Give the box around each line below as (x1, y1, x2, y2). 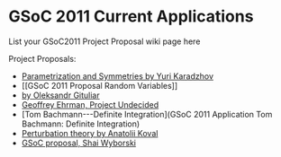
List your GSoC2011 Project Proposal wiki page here (8, 36, 201, 47)
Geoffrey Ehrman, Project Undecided (21, 99, 159, 109)
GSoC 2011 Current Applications (8, 6, 254, 27)
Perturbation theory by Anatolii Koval (21, 127, 159, 138)
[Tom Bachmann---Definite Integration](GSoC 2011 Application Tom (21, 109, 273, 119)
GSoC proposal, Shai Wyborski (21, 137, 137, 148)
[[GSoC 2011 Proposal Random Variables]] (21, 80, 178, 91)
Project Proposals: (8, 53, 77, 64)
